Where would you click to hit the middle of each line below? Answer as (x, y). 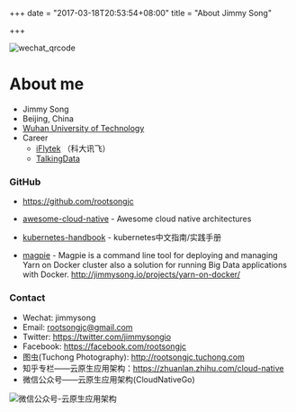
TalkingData (58, 158)
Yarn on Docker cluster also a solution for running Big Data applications (155, 265)
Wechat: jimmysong (59, 318)
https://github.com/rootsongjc (78, 202)
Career (35, 138)
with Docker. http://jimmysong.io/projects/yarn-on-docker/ (131, 274)
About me (47, 84)
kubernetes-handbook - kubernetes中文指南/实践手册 (122, 237)
